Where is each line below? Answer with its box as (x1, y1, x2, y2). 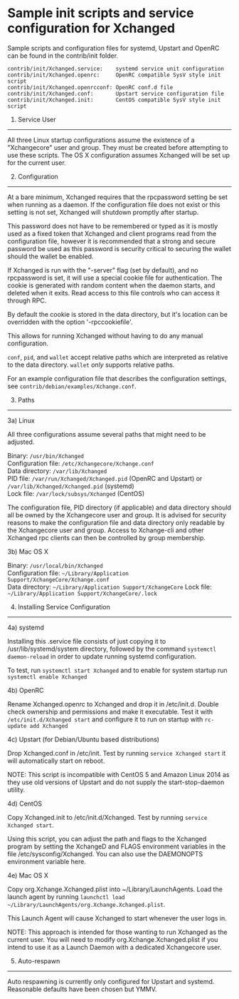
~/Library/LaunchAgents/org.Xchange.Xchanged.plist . (7, 900, 166, 908)
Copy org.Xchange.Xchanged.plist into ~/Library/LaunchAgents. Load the (7, 885, 223, 893)
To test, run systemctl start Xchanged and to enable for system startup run (7, 666, 228, 674)
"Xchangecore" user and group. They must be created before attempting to (7, 143, 229, 151)
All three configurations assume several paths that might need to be (7, 430, 206, 438)
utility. (7, 785, 26, 793)
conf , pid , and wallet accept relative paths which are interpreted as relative (7, 353, 228, 361)
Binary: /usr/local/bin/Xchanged (7, 561, 103, 569)
